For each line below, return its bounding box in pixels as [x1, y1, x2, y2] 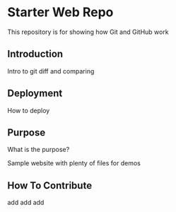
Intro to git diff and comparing [7, 66, 95, 75]
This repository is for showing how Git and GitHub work [7, 28, 169, 36]
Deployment [7, 88, 63, 100]
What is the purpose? [7, 146, 70, 154]
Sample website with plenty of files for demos [7, 159, 141, 167]
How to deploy [7, 106, 50, 114]
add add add [7, 199, 45, 207]
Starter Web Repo [7, 4, 114, 20]
